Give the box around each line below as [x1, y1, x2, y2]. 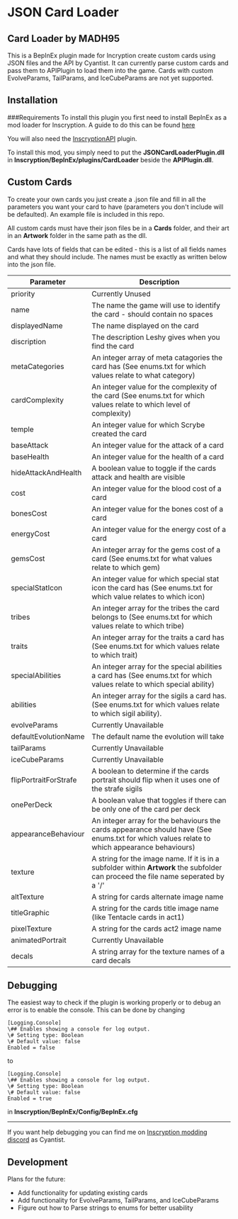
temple [11, 424, 34, 434]
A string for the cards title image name [91, 903, 220, 913]
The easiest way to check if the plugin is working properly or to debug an [7, 998, 221, 1007]
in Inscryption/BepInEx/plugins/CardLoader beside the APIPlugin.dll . [7, 155, 214, 164]
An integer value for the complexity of [91, 382, 217, 392]
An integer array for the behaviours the [91, 815, 221, 825]
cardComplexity [11, 395, 64, 404]
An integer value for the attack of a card [91, 440, 225, 450]
